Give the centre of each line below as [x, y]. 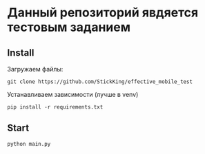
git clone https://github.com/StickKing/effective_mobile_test [100, 82]
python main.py [29, 144]
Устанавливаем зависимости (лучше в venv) [73, 95]
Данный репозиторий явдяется [103, 13]
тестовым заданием [69, 27]
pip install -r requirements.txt [55, 107]
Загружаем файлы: [35, 69]
